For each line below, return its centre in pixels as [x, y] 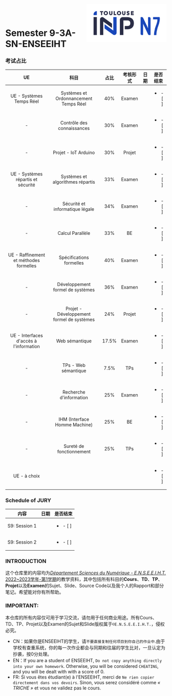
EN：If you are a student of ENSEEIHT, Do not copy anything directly [87, 660]
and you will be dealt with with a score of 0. [59, 671]
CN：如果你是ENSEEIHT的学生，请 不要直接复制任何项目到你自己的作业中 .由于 [89, 641]
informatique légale [74, 209]
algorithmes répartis [74, 182]
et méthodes [27, 260]
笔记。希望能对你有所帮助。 [35, 592]
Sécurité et [74, 204]
